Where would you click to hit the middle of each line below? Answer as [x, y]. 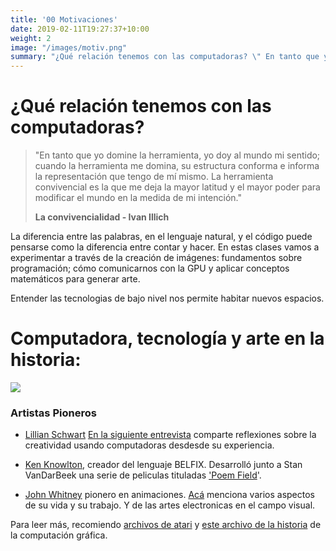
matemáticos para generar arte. [75, 279]
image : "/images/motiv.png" [69, 47]
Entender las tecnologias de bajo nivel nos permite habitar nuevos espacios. [167, 298]
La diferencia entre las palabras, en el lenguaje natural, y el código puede [161, 237]
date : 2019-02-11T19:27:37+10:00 [80, 29]
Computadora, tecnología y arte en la [167, 338]
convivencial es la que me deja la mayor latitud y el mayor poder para [177, 187]
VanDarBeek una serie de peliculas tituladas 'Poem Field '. [143, 475]
